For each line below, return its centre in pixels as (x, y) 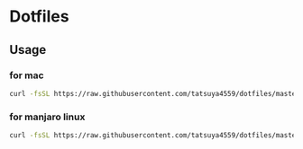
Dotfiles (39, 17)
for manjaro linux (47, 117)
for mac (27, 75)
